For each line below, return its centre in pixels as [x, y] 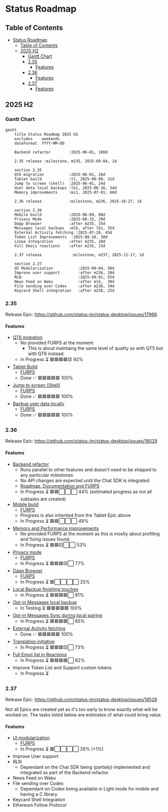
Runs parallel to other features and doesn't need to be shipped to [88, 469]
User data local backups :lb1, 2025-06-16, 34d [65, 188]
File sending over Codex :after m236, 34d [64, 286]
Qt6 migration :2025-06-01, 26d [60, 174]
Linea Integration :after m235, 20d [60, 241]
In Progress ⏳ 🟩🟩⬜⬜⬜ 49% [54, 521]
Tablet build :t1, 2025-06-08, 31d [64, 179]
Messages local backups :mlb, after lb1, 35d [64, 228]
